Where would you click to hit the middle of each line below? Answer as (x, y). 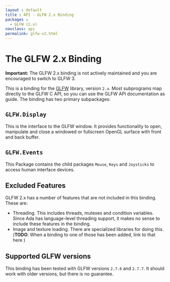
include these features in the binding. (52, 224)
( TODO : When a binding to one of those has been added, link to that (84, 235)
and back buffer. (22, 137)
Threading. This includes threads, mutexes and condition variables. (83, 213)
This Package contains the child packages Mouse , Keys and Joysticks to (80, 164)
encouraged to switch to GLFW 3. (40, 78)
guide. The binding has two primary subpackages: (58, 99)
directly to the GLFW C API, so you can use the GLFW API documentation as (85, 94)
